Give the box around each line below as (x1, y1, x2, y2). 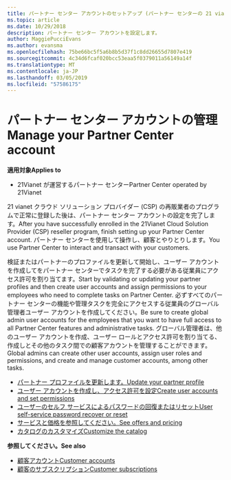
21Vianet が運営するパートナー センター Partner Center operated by (16, 181, 208, 189)
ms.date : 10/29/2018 (7, 23, 67, 30)
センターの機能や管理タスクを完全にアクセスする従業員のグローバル (26, 299, 220, 308)
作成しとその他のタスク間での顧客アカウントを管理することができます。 (7, 341, 212, 350)
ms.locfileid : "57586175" (7, 81, 81, 88)
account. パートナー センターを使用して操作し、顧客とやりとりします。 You (7, 236, 220, 244)
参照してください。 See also (7, 442, 86, 450)
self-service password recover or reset (16, 410, 129, 419)
